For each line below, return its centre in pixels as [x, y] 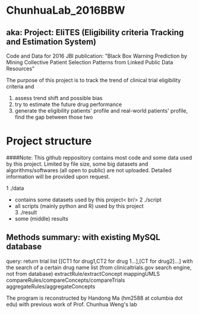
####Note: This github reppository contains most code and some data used [99, 157]
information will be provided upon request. [58, 176]
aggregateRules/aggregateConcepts [51, 286]
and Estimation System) [51, 41]
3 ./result [26, 212]
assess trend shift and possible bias [59, 98]
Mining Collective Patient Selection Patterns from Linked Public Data [90, 62]
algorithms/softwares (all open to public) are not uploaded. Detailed [89, 170]
